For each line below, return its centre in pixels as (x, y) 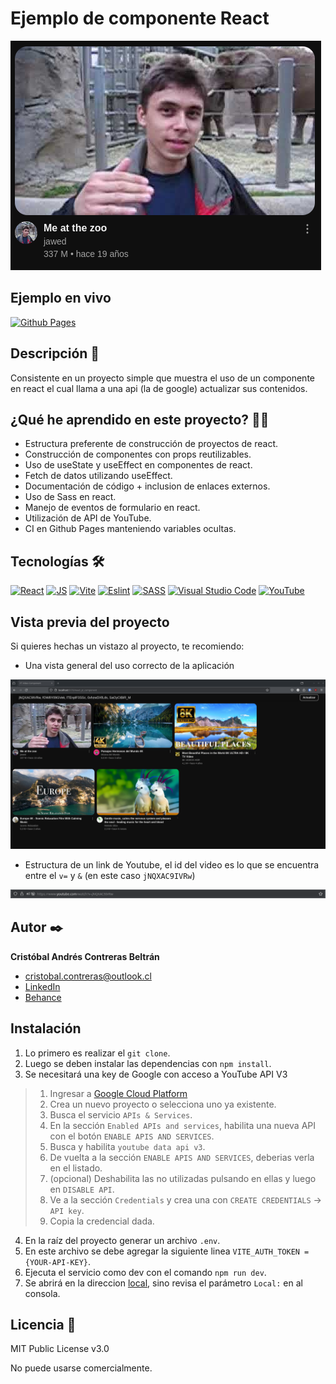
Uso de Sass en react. (70, 497)
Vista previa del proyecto (90, 622)
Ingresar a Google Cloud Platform (118, 1093)
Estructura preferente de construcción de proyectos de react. (151, 444)
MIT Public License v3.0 (60, 1349)
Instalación (46, 1028)
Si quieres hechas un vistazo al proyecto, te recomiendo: (127, 646)
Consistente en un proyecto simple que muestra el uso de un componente (162, 378)
